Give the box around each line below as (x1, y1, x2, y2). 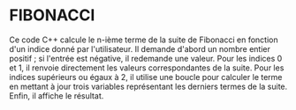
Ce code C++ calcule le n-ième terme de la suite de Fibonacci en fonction (9, 34, 278, 45)
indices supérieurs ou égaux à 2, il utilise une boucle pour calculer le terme (9, 71, 283, 82)
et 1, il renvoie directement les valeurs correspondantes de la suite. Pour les (9, 62, 285, 73)
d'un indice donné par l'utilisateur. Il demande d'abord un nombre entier (9, 43, 271, 54)
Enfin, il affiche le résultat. (9, 90, 104, 101)
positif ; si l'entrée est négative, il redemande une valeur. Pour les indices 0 (9, 53, 283, 63)
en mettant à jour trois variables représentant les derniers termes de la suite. (9, 81, 288, 92)
